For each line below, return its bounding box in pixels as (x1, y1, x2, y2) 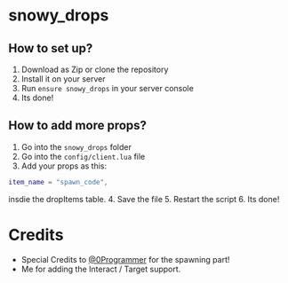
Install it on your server (20, 74, 106, 84)
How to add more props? (8, 118, 148, 133)
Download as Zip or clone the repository (20, 64, 169, 75)
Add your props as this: (20, 161, 108, 171)
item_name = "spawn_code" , (8, 177, 108, 186)
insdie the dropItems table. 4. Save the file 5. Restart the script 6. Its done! (8, 193, 280, 204)
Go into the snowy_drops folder (20, 141, 132, 152)
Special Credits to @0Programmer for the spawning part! (20, 254, 230, 264)
